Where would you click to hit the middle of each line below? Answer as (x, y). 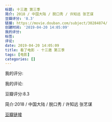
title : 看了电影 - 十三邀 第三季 (35, 50)
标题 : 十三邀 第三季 (23, 9)
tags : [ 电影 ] (17, 54)
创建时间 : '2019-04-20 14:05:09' (37, 28)
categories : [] (20, 59)
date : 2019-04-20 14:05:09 (32, 46)
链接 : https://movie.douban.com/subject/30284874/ (56, 23)
